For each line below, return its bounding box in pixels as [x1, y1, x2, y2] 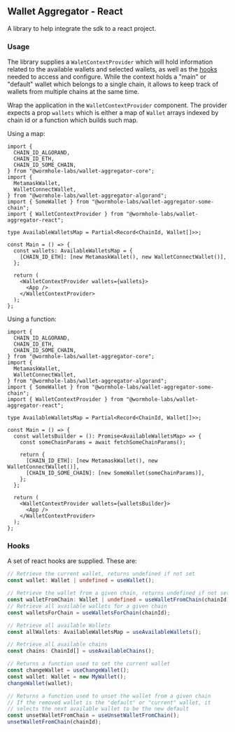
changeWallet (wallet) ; [7, 679, 73, 686]
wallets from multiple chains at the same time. [7, 88, 140, 96]
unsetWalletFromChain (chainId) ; [7, 719, 101, 726]
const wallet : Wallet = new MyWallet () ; [7, 673, 127, 680]
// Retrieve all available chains [7, 641, 108, 648]
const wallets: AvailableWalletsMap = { [13, 248, 133, 255]
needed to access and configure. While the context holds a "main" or [7, 73, 206, 81]
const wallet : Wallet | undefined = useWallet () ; [7, 577, 155, 584]
